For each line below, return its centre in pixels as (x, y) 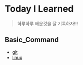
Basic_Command (32, 40)
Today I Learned (39, 9)
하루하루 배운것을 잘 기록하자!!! (48, 23)
